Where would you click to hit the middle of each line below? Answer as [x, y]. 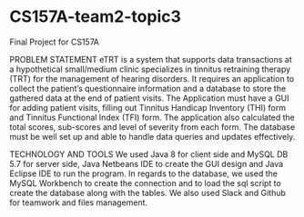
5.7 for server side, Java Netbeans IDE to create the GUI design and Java [147, 163]
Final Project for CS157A [55, 42]
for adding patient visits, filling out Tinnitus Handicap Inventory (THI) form [148, 107]
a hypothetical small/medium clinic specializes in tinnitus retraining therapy [150, 69]
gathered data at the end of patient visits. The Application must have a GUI [149, 98]
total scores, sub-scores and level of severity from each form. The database [152, 127]
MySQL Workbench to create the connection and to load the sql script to [146, 182]
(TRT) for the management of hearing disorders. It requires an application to [152, 78]
